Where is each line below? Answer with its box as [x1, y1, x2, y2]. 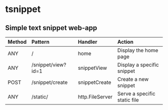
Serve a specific [117, 90, 156, 97]
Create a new [117, 76, 149, 82]
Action [117, 39, 134, 45]
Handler [77, 39, 97, 45]
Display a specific [117, 61, 159, 68]
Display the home [117, 47, 158, 54]
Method [7, 39, 27, 45]
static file [117, 96, 139, 103]
